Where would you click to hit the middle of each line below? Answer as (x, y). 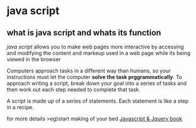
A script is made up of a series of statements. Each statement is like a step (98, 101)
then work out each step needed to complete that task (73, 89)
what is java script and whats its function (84, 33)
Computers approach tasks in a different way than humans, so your (89, 71)
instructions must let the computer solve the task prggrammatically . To (94, 77)
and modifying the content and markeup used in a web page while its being (99, 53)
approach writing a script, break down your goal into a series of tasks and (97, 83)
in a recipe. (20, 107)
